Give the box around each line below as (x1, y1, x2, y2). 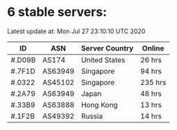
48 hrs (140, 89, 162, 98)
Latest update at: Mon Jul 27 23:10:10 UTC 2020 (7, 27, 146, 35)
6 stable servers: (7, 4, 108, 20)
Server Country (81, 43, 134, 53)
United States (81, 55, 126, 64)
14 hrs (140, 111, 162, 121)
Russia (81, 111, 103, 121)
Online (142, 43, 165, 53)
